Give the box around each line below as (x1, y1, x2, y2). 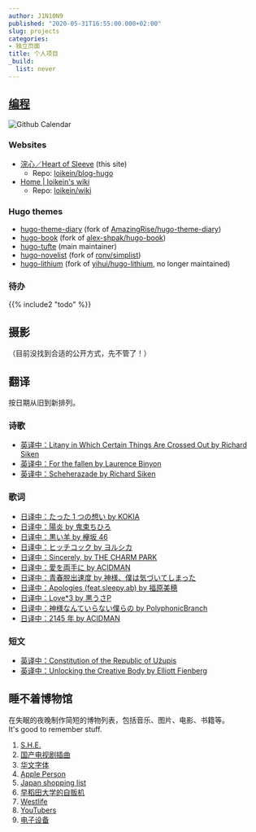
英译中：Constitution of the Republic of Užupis (20, 655, 177, 665)
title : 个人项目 (8, 50, 59, 58)
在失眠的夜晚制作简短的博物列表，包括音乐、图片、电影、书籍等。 (8, 715, 229, 725)
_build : (8, 58, 35, 66)
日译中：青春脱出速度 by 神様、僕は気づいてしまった (20, 572, 197, 582)
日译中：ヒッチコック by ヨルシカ (20, 542, 132, 552)
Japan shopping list (20, 777, 87, 787)
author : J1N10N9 (8, 11, 63, 20)
